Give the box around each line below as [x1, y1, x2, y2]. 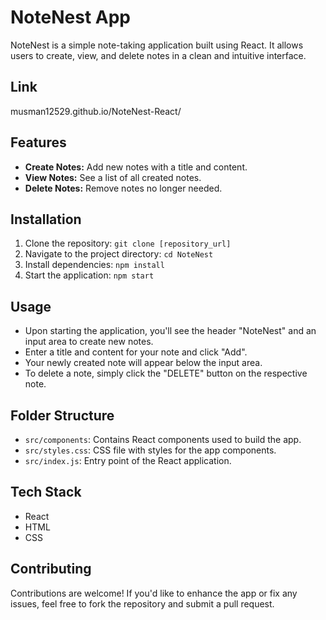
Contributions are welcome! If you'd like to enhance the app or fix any [10, 587, 298, 599]
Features [10, 134, 67, 151]
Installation [10, 211, 82, 228]
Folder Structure [10, 407, 115, 424]
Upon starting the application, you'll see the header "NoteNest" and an [24, 325, 317, 337]
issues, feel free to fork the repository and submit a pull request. [10, 597, 275, 610]
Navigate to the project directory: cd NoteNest [24, 248, 214, 260]
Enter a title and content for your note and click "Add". [24, 346, 248, 358]
